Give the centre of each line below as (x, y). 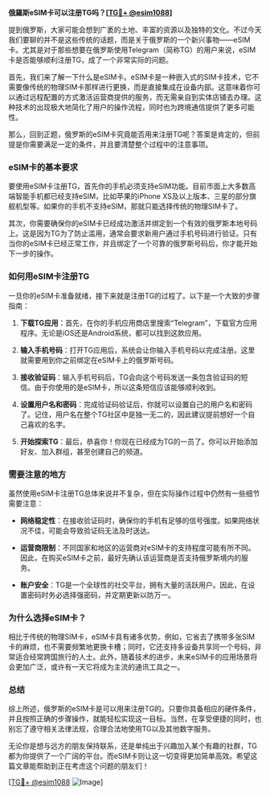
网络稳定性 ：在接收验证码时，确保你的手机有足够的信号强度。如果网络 (136, 520)
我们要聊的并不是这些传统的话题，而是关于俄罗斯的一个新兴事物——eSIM (129, 40)
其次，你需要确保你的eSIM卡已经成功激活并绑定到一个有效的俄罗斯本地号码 (133, 224)
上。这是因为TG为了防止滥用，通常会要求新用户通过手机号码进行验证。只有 (133, 233)
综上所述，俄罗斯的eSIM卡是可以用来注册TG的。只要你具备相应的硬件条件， (134, 709)
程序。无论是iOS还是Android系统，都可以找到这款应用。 (113, 332)
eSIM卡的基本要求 (43, 167)
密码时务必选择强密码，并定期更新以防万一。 (101, 595)
